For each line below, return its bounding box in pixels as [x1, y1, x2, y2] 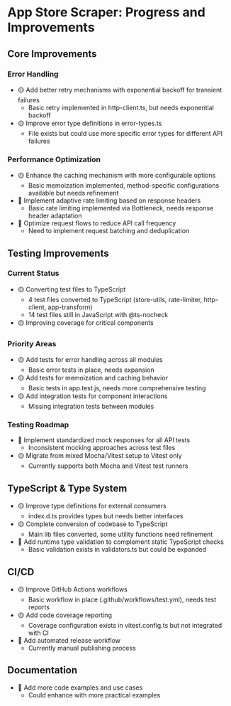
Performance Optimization [7, 154, 101, 164]
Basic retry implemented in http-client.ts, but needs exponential [28, 103, 214, 112]
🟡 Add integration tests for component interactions [17, 392, 168, 400]
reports [28, 603, 50, 611]
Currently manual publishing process [28, 644, 136, 653]
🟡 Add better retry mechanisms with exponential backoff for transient [17, 85, 222, 94]
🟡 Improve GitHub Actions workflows [17, 585, 128, 594]
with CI [28, 629, 50, 637]
